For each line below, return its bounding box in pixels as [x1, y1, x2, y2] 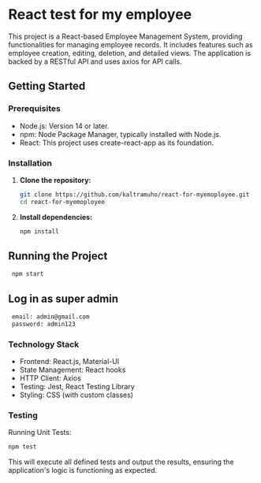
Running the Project [8, 249, 108, 262]
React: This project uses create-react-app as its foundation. [19, 138, 214, 147]
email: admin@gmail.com [11, 313, 90, 321]
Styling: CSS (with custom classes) [19, 390, 134, 399]
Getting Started [8, 80, 86, 93]
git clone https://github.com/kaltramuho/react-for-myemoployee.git [19, 191, 250, 199]
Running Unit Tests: [8, 428, 72, 437]
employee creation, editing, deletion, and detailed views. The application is [8, 48, 251, 58]
